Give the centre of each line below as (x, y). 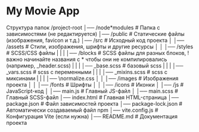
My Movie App (43, 11)
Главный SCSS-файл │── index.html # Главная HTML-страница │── (93, 97)
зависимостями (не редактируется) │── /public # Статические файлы (95, 33)
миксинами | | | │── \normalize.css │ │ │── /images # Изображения (92, 78)
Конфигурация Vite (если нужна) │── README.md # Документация (92, 116)
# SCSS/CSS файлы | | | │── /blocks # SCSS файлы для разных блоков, (96, 53)
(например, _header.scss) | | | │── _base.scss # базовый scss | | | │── (95, 65)
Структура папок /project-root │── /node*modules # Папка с (83, 27)
